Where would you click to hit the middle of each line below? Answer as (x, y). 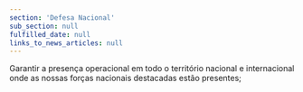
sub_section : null (44, 26)
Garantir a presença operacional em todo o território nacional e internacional (152, 69)
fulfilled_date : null (50, 34)
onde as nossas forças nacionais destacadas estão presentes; (126, 78)
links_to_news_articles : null (66, 43)
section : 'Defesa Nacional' (62, 18)
